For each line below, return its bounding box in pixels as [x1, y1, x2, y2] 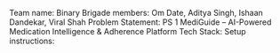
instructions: [9, 35, 55, 46]
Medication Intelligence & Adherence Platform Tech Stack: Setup [9, 26, 246, 36]
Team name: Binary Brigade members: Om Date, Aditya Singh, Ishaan [9, 8, 264, 18]
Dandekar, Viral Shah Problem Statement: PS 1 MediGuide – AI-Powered [9, 17, 272, 27]
